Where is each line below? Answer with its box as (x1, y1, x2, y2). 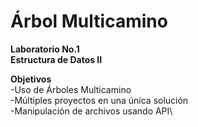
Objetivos (10, 73, 52, 85)
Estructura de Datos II (10, 53, 103, 65)
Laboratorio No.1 (10, 43, 80, 55)
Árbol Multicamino (10, 10, 168, 33)
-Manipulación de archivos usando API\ (10, 105, 173, 117)
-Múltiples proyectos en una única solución (10, 94, 189, 106)
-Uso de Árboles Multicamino (10, 83, 132, 95)
